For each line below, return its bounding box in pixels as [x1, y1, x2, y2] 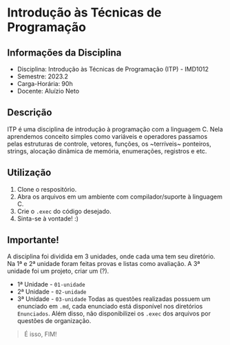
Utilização [7, 167, 52, 179]
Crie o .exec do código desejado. [17, 207, 112, 215]
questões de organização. [17, 317, 92, 325]
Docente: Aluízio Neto [17, 87, 80, 95]
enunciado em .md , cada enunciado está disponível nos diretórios [17, 302, 203, 311]
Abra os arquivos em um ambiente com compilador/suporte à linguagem [17, 192, 222, 201]
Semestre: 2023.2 [17, 72, 69, 80]
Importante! [7, 234, 60, 246]
